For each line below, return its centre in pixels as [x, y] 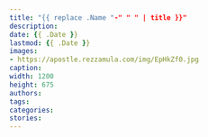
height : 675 [32, 85]
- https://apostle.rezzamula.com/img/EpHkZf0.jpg [104, 59]
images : [24, 51]
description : [34, 26]
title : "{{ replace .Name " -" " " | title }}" [98, 18]
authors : [26, 93]
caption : [26, 68]
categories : [32, 110]
